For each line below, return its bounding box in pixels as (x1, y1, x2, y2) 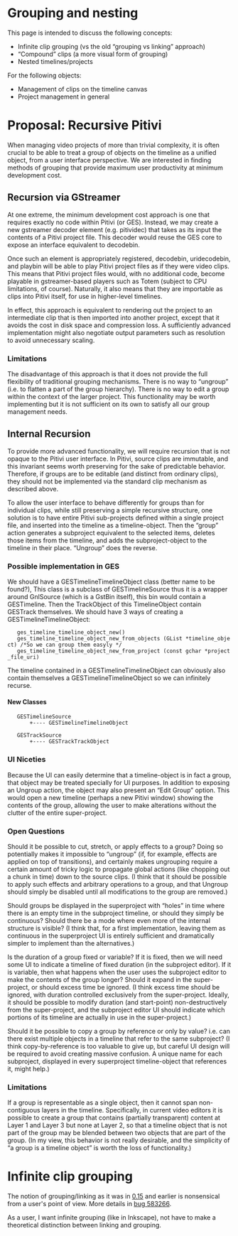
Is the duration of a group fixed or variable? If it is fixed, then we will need (7, 953, 222, 961)
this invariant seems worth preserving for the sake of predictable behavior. (7, 461, 226, 470)
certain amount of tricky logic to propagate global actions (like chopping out (7, 865, 230, 873)
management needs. (7, 407, 67, 416)
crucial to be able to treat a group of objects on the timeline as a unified (7, 148, 217, 157)
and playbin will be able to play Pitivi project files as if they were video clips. (7, 261, 229, 270)
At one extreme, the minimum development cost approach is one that (7, 210, 210, 219)
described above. (7, 484, 59, 493)
